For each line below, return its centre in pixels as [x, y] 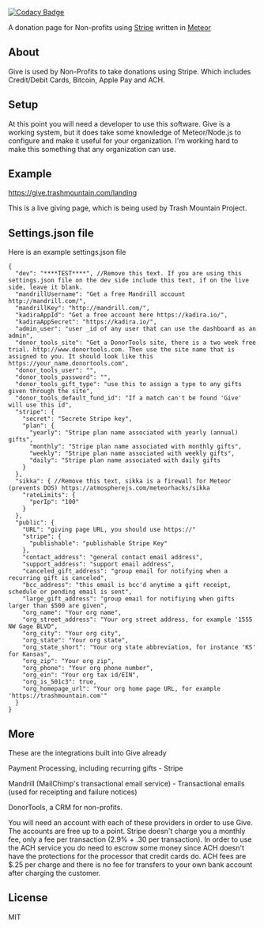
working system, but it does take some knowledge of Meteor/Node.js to [125, 132]
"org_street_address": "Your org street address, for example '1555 [138, 620]
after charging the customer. [55, 873]
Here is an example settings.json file [67, 252]
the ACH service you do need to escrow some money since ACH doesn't [126, 848]
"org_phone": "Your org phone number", [88, 669]
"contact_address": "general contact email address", [113, 558]
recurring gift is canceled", [58, 578]
